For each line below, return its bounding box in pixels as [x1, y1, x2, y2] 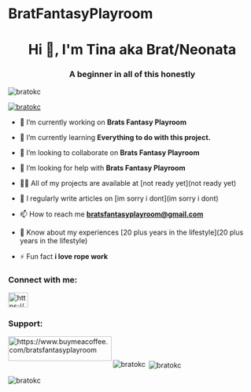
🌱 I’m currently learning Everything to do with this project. [19, 132, 211, 142]
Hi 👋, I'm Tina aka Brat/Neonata [28, 41, 237, 59]
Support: [8, 318, 43, 329]
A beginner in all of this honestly [68, 68, 196, 80]
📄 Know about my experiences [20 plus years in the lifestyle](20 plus [19, 227, 244, 237]
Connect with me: [8, 274, 78, 285]
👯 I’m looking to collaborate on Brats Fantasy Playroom [19, 147, 200, 157]
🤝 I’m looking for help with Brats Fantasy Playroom [19, 163, 186, 172]
